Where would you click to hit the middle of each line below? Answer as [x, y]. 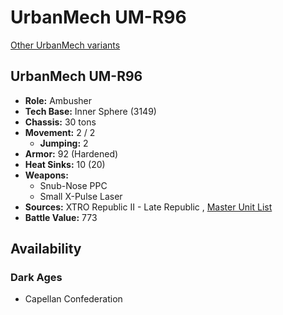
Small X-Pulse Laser [81, 196]
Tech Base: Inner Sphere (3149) [90, 111]
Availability [46, 249]
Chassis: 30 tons [60, 122]
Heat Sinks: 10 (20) [65, 164]
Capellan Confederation [73, 299]
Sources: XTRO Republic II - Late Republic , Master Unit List [148, 207]
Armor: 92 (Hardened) [71, 153]
